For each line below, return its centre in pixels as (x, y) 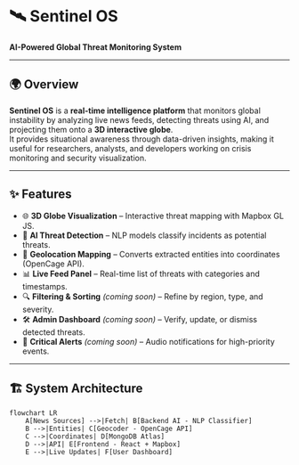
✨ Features (40, 195)
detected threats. (54, 332)
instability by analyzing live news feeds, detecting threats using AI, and (139, 119)
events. (36, 351)
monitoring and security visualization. (78, 158)
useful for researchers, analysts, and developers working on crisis (130, 148)
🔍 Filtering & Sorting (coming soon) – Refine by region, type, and (143, 296)
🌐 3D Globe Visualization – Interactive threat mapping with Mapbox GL (153, 216)
